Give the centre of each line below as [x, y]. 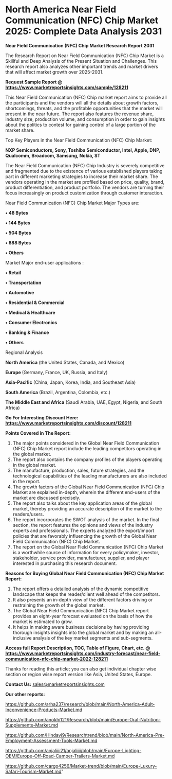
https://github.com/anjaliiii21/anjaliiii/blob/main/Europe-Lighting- [73, 750]
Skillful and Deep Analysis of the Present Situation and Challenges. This [81, 61]
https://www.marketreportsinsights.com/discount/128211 [69, 423]
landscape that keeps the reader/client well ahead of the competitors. [86, 594]
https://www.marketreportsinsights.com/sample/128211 [67, 87]
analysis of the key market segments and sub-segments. [93, 638]
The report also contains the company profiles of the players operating [88, 459]
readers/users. [28, 514]
